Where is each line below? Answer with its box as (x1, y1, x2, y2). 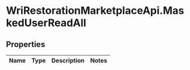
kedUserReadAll (6, 16, 86, 30)
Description (51, 57, 85, 64)
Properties (6, 39, 45, 49)
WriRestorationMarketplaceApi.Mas (6, 4, 185, 17)
